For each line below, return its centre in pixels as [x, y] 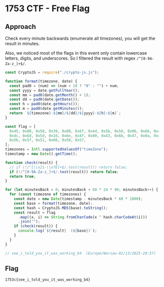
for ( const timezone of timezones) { [48, 194]
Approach [20, 27]
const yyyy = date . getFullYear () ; [44, 90]
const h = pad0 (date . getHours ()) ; [44, 104]
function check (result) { [31, 163]
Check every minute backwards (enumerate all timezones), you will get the [80, 38]
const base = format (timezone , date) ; [53, 203]
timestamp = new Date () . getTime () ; [41, 154]
